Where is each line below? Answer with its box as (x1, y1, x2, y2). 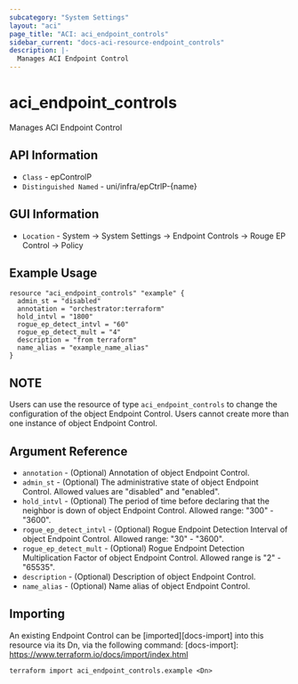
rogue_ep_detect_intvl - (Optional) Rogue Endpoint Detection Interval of (21, 524, 288, 535)
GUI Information (9, 206, 100, 222)
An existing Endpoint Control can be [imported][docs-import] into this (9, 630, 264, 640)
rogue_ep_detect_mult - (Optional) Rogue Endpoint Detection (21, 543, 245, 553)
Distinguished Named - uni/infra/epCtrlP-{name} (21, 181, 197, 191)
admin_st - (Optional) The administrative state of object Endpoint (21, 477, 260, 487)
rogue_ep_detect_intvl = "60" (17, 320, 129, 329)
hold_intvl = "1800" (17, 312, 93, 321)
